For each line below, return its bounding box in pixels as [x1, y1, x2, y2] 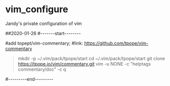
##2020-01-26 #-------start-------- [5, 30, 81, 36]
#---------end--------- [5, 76, 54, 82]
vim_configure [5, 4, 68, 15]
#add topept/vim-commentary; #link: [5, 40, 83, 46]
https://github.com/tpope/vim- [84, 40, 148, 46]
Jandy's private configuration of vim [5, 20, 82, 26]
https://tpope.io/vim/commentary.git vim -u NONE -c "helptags [17, 61, 151, 67]
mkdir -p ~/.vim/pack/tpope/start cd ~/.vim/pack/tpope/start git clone [17, 55, 165, 62]
